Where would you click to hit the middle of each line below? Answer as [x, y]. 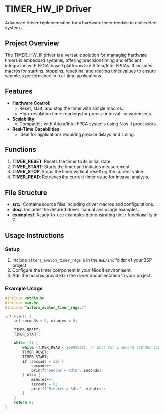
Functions [21, 150]
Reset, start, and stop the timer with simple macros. [71, 108]
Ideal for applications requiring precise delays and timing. [77, 134]
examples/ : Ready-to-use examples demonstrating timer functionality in [85, 215]
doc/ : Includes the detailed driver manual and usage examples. [75, 210]
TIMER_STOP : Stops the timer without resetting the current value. [78, 172]
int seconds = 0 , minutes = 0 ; [46, 321]
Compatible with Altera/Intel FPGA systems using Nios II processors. [88, 124]
